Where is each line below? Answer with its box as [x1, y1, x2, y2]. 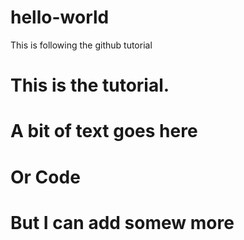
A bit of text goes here [10, 120, 198, 143]
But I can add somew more [10, 211, 235, 234]
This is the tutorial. [10, 74, 170, 97]
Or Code [10, 166, 81, 188]
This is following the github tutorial [10, 39, 153, 51]
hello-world [10, 6, 110, 29]
